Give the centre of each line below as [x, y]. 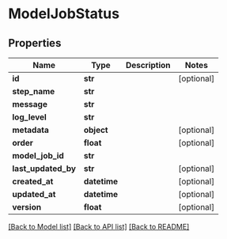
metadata [30, 130]
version [27, 207]
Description [148, 65]
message [30, 104]
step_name [34, 91]
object [96, 130]
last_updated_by [44, 169]
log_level [30, 117]
